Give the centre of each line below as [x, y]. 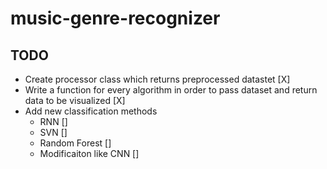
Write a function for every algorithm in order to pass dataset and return [171, 90]
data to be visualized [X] [75, 100]
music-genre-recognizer [115, 18]
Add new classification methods [91, 111]
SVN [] [53, 132]
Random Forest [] [75, 143]
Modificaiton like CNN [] [89, 153]
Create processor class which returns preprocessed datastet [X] [157, 79]
